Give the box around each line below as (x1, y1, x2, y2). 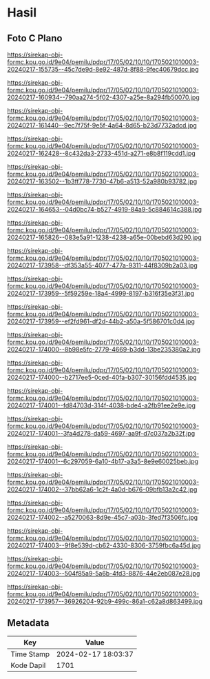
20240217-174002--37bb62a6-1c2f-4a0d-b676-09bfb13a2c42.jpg (7, 485, 198, 494)
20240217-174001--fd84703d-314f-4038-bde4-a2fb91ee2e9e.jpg (7, 401, 196, 409)
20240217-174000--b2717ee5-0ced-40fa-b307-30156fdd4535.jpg (7, 374, 198, 381)
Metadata (7, 617, 50, 629)
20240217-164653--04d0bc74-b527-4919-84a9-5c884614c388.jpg (7, 205, 202, 213)
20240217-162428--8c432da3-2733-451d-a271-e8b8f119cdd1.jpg (7, 150, 196, 157)
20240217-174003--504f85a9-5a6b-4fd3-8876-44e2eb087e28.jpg (7, 569, 200, 577)
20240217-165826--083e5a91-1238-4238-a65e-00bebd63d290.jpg (7, 233, 202, 241)
